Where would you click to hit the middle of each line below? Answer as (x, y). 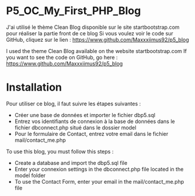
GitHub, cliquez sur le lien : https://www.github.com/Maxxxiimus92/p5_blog (97, 39)
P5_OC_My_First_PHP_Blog (73, 11)
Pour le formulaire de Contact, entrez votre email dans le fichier (91, 134)
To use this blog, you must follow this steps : (60, 151)
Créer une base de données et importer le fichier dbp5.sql (85, 115)
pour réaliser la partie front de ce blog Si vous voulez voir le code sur (90, 33)
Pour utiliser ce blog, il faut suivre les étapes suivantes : (73, 104)
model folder (30, 175)
